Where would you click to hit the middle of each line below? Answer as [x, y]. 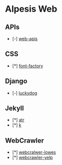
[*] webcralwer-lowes [34, 152]
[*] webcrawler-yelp [32, 158]
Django [16, 81]
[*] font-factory [28, 66]
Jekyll [15, 108]
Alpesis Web [31, 9]
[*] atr [18, 120]
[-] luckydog [25, 93]
